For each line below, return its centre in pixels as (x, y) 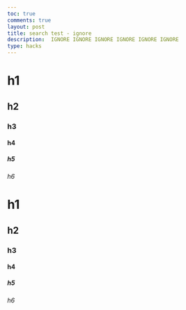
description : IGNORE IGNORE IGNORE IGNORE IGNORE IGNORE (93, 40)
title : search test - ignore (49, 33)
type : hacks (24, 46)
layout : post (26, 27)
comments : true (29, 20)
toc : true (22, 14)
